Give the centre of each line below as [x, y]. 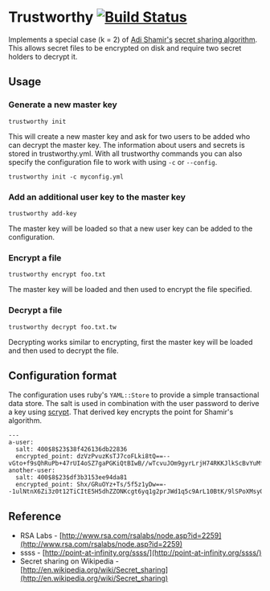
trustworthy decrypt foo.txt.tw [62, 327]
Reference [35, 516]
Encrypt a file [35, 257]
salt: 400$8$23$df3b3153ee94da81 [72, 478]
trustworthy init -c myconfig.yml [66, 177]
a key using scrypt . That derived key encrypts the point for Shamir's [121, 412]
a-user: [21, 442]
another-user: [32, 470]
